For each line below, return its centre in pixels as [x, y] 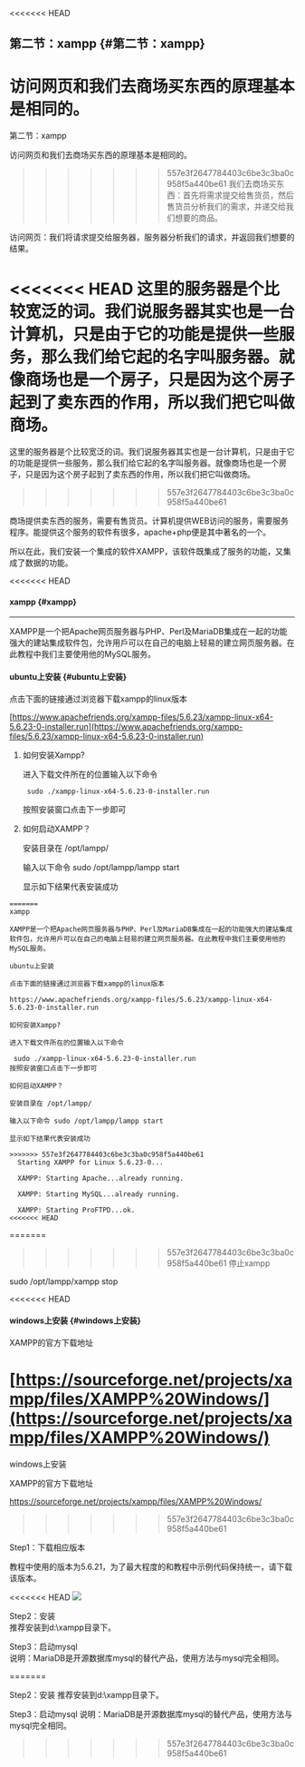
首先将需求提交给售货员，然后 [238, 195]
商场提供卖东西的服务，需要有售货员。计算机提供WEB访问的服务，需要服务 [149, 521]
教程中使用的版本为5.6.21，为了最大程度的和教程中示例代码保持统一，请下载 [151, 1566]
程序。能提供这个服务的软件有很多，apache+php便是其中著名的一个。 [140, 532]
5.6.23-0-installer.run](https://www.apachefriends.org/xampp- [126, 726]
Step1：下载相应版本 [48, 1547]
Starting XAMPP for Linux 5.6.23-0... [91, 1162]
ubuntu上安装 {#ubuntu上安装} [68, 677]
